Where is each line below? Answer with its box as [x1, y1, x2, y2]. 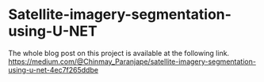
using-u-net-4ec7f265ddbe [8, 65, 99, 74]
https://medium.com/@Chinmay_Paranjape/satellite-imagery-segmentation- [8, 57, 256, 66]
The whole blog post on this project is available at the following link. [8, 48, 230, 58]
